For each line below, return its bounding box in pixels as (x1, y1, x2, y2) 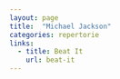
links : (9, 38, 35, 48)
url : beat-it (25, 55, 75, 64)
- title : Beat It (17, 47, 84, 56)
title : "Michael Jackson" (9, 22, 112, 31)
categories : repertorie (9, 30, 100, 39)
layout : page (9, 13, 59, 23)
